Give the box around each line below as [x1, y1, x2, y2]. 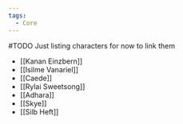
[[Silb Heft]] [19, 107, 59, 116]
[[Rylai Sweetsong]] [19, 81, 86, 91]
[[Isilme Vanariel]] [19, 64, 78, 74]
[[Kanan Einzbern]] [19, 56, 83, 66]
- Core [15, 19, 38, 27]
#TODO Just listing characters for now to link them [8, 41, 176, 50]
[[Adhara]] [19, 90, 54, 99]
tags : [8, 11, 26, 20]
